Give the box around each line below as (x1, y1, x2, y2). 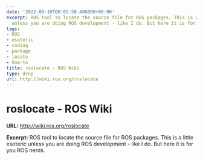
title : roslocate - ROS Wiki (6, 65, 80, 71)
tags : (6, 25, 20, 32)
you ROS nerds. (6, 147, 45, 154)
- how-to (6, 59, 28, 65)
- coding (6, 43, 28, 49)
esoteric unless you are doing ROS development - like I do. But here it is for (6, 140, 193, 148)
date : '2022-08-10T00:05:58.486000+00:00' (6, 8, 115, 15)
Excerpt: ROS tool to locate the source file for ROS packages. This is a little (6, 134, 194, 141)
